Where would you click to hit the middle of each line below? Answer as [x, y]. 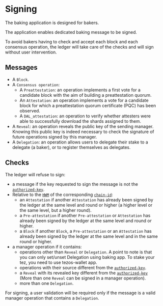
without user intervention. [31, 52]
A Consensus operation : [36, 84]
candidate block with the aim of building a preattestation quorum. [86, 95]
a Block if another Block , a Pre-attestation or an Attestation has [86, 231]
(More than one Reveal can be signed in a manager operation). [83, 278]
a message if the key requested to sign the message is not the [75, 184]
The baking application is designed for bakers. [52, 23]
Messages [21, 68]
